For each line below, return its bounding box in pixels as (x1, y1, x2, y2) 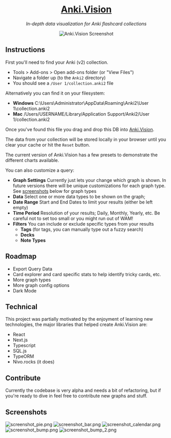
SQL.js (12, 348, 27, 354)
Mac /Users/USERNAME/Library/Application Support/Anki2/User (12, 111, 150, 117)
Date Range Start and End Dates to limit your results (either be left (12, 199, 153, 205)
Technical (5, 302, 37, 311)
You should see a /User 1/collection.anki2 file (12, 80, 114, 86)
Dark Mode (12, 287, 37, 294)
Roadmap (5, 252, 37, 261)
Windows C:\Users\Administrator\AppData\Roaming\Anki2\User (12, 100, 149, 106)
